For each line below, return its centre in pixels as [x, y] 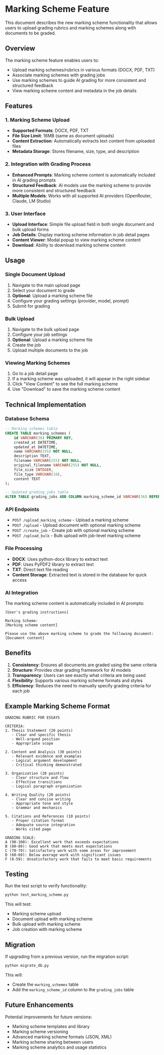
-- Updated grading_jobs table [37, 492]
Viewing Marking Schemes [38, 363]
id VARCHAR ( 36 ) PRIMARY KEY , [43, 438]
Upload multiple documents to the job [50, 350]
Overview [20, 48]
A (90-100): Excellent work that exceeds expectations [62, 842]
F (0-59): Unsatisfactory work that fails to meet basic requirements [78, 859]
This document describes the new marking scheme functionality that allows [81, 23]
